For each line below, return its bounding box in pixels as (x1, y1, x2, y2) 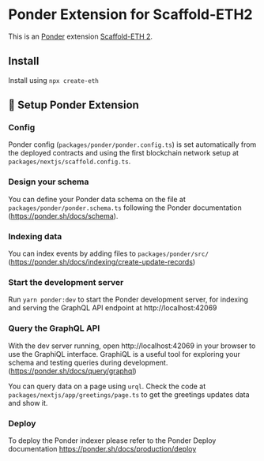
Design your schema (8, 176, 89, 187)
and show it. (8, 398, 48, 407)
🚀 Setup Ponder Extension (8, 99, 140, 112)
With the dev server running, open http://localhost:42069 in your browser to (8, 341, 256, 350)
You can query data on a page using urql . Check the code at (8, 381, 206, 391)
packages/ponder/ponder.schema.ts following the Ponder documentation (8, 203, 243, 212)
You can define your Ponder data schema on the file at (8, 194, 186, 204)
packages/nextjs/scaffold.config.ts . (8, 156, 131, 167)
